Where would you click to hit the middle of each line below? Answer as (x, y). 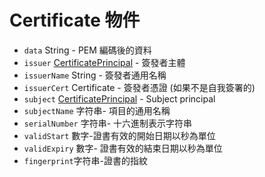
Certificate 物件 (75, 20)
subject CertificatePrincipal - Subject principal (119, 98)
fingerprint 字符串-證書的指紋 (85, 160)
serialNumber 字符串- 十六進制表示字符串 (108, 123)
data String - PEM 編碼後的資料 (87, 50)
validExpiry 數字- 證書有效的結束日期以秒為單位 (123, 148)
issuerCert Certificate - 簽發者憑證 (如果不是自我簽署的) (139, 87)
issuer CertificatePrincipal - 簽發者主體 (104, 62)
